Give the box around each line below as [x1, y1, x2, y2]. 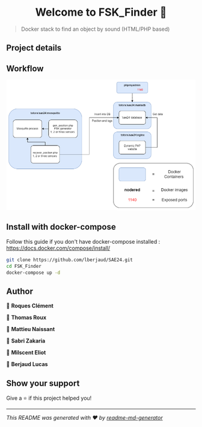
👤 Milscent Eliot [6, 349, 46, 356]
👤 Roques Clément [6, 302, 54, 309]
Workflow [6, 63, 44, 74]
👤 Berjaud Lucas [6, 361, 48, 368]
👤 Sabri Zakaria [6, 337, 46, 344]
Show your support [6, 378, 80, 388]
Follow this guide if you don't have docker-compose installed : [6, 238, 161, 245]
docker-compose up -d [6, 270, 61, 276]
